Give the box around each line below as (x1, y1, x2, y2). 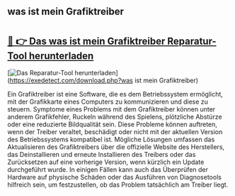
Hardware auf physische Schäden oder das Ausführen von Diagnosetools (7, 173, 222, 181)
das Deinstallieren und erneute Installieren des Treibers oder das (7, 151, 196, 158)
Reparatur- (167, 35, 217, 47)
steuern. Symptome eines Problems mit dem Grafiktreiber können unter (7, 105, 216, 113)
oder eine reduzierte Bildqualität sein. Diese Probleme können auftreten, (7, 120, 218, 129)
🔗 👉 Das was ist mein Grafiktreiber (7, 35, 166, 47)
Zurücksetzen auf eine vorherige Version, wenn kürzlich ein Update (7, 158, 205, 166)
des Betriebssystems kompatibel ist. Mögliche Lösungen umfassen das (7, 135, 215, 143)
